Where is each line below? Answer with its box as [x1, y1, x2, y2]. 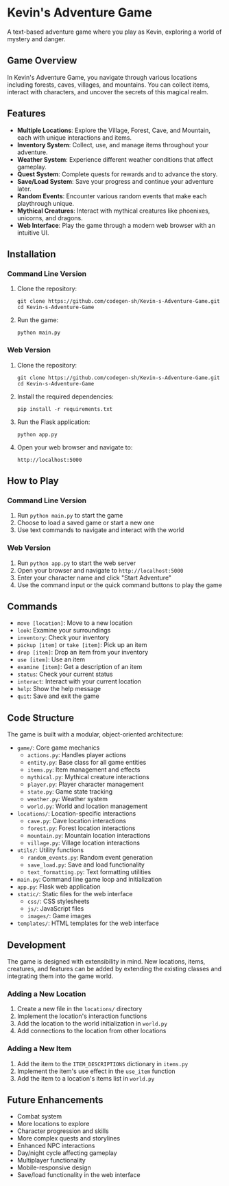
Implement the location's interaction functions [16, 1012, 147, 1020]
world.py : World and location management [27, 802, 147, 810]
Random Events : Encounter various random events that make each [16, 191, 207, 200]
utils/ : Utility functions [16, 846, 84, 854]
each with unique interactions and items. [16, 133, 132, 142]
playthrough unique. [16, 199, 74, 207]
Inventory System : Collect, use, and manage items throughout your [16, 140, 209, 149]
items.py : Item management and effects [27, 765, 141, 774]
